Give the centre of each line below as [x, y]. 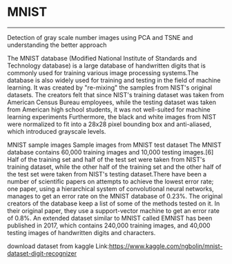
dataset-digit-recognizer [42, 253]
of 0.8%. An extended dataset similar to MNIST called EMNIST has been [110, 218]
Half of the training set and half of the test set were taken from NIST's [106, 159]
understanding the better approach [57, 45]
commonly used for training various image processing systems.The [103, 72]
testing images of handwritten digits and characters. [81, 232]
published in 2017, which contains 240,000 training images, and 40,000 [109, 225]
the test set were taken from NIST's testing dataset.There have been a [107, 174]
